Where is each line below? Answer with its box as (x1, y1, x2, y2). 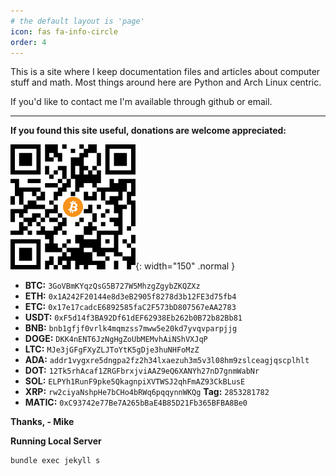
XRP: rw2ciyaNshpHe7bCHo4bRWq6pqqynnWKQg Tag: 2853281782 (24, 386, 270, 398)
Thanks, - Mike (10, 416, 75, 428)
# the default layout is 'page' (10, 16, 145, 26)
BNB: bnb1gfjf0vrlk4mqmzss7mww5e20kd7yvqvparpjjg (24, 322, 238, 334)
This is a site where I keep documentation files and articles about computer (10, 66, 321, 78)
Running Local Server (10, 435, 102, 447)
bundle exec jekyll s (10, 456, 101, 466)
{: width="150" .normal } (135, 260, 236, 272)
